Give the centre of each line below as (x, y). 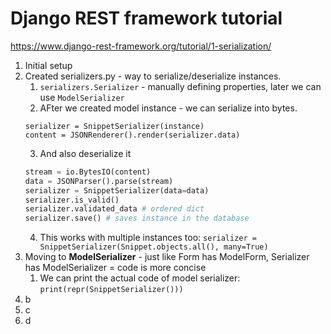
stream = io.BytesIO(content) (88, 172)
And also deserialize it (85, 153)
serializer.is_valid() (72, 200)
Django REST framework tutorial (146, 18)
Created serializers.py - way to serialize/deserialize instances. (153, 76)
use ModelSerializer (82, 97)
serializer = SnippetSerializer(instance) (114, 126)
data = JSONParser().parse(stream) (99, 181)
